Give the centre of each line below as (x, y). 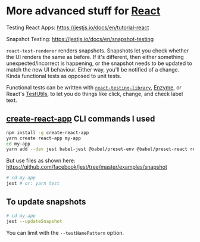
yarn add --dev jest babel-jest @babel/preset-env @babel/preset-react (97, 149)
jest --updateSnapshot (34, 221)
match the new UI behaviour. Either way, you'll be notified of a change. (93, 69)
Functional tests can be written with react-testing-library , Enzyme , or (94, 87)
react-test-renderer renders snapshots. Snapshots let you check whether (98, 50)
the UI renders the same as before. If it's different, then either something (95, 57)
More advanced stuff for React (83, 11)
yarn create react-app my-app (44, 138)
